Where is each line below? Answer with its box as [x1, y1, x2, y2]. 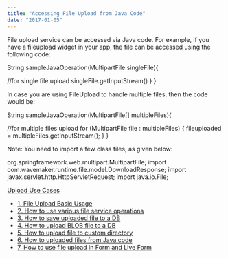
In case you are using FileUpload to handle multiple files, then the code [7, 90, 208, 98]
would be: [7, 97, 36, 105]
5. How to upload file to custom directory [16, 228, 133, 237]
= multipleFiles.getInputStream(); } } [7, 131, 109, 140]
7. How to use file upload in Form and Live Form [16, 243, 152, 251]
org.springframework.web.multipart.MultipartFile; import [7, 158, 167, 166]
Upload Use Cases [7, 186, 60, 194]
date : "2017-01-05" [7, 17, 63, 23]
